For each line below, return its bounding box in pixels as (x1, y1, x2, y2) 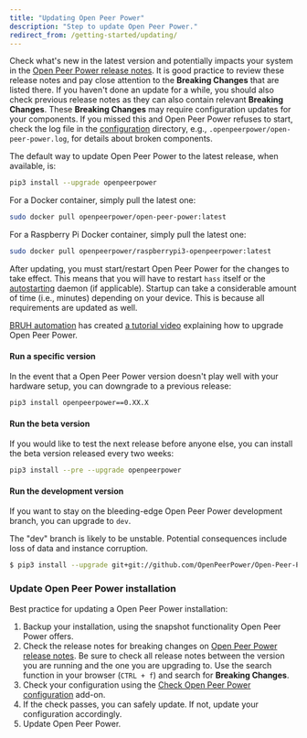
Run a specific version (9, 350, 96, 361)
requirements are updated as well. (9, 303, 138, 313)
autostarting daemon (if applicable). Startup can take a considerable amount (9, 283, 297, 294)
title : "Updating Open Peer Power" (9, 13, 145, 23)
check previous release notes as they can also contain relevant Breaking (9, 94, 283, 105)
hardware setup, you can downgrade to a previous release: (9, 380, 232, 391)
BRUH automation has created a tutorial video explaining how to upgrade (9, 320, 284, 330)
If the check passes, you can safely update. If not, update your (22, 699, 259, 710)
